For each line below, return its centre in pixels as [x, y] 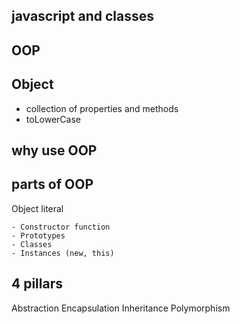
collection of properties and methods [102, 108]
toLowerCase [53, 119]
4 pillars [37, 284]
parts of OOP [52, 184]
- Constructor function [61, 227]
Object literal [37, 208]
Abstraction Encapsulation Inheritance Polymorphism [121, 308]
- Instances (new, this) [63, 253]
